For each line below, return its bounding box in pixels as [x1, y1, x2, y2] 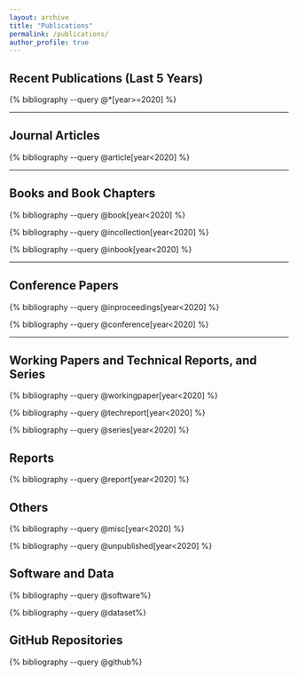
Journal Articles [9, 128, 100, 143]
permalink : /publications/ [9, 29, 109, 38]
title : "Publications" [9, 21, 93, 30]
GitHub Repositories [9, 632, 123, 648]
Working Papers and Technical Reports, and [9, 353, 257, 368]
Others [9, 499, 49, 515]
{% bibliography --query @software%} [9, 590, 152, 600]
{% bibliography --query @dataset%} [9, 607, 147, 617]
